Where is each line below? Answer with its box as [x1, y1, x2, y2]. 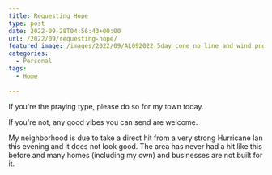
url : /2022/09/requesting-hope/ [8, 34, 117, 43]
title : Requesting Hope [8, 11, 89, 20]
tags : [8, 65, 27, 73]
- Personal [15, 58, 53, 66]
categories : [8, 49, 49, 58]
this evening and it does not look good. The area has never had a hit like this [8, 141, 263, 151]
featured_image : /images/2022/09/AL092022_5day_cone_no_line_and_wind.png [8, 42, 266, 50]
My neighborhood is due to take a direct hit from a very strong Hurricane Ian [8, 133, 263, 143]
